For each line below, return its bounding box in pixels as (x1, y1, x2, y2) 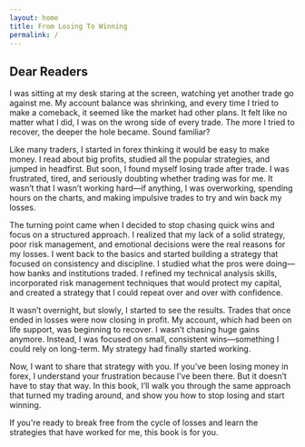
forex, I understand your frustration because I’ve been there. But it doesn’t (9, 371, 288, 382)
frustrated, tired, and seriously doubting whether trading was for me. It (9, 174, 274, 184)
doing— (265, 258, 296, 269)
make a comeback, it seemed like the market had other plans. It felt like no (9, 107, 288, 118)
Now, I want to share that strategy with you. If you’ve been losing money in (9, 361, 289, 372)
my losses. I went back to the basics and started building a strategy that (9, 249, 279, 260)
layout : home (9, 13, 59, 23)
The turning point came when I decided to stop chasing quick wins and (9, 220, 275, 231)
